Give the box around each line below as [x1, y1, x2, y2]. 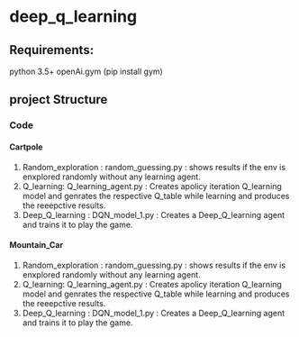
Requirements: [9, 42, 95, 58]
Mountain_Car [9, 240, 64, 250]
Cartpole [9, 141, 43, 152]
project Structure [9, 92, 108, 107]
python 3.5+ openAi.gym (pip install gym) [9, 66, 164, 77]
